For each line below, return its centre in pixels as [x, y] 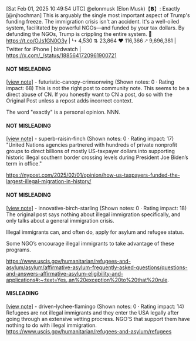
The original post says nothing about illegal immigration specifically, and [93, 214]
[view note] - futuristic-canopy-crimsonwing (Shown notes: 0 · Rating [90, 82]
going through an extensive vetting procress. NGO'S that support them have [98, 319]
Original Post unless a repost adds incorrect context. [70, 101]
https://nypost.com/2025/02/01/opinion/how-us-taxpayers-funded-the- [93, 175]
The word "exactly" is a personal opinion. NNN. [63, 112]
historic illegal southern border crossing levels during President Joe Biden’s [97, 157]
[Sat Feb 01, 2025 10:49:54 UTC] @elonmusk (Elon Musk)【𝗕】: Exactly [93, 9]
